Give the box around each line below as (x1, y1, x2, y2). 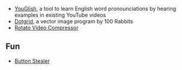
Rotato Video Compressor (14, 24, 79, 31)
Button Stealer (14, 57, 50, 65)
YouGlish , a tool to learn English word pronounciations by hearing (14, 5, 177, 12)
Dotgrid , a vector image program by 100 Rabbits (14, 18, 133, 25)
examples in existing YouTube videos (14, 11, 106, 19)
